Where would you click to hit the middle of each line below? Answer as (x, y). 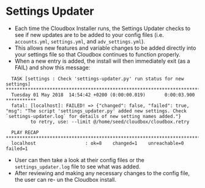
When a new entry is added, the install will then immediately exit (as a (102, 61)
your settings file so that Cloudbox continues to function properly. (98, 54)
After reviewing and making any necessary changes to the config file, (102, 173)
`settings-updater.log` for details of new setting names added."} (94, 116)
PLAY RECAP (25, 132)
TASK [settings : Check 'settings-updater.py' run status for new (98, 79)
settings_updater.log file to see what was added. (77, 166)
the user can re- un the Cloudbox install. (65, 179)
